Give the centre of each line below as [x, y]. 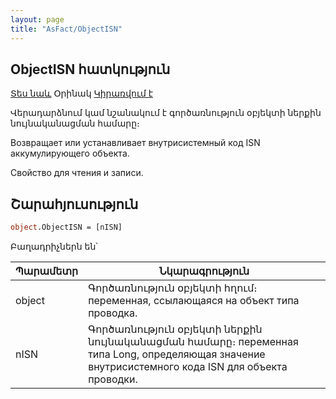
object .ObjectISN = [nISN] [66, 227]
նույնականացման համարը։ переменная [193, 341]
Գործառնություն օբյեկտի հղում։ [173, 288]
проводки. [113, 379]
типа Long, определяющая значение [177, 354]
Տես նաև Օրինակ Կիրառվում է [82, 93]
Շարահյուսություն [74, 204]
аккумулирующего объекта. [70, 153]
